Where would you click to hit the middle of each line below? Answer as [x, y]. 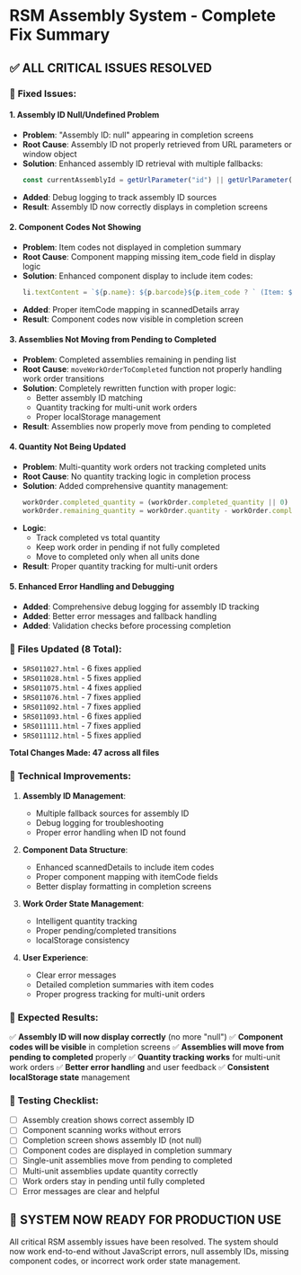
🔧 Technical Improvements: [71, 776]
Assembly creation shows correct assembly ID [108, 1120]
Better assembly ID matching [89, 397]
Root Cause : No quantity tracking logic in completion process [137, 476]
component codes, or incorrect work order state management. [125, 1261]
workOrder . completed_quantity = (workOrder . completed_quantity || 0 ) [155, 503]
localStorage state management [70, 1077]
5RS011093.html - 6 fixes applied [82, 716]
